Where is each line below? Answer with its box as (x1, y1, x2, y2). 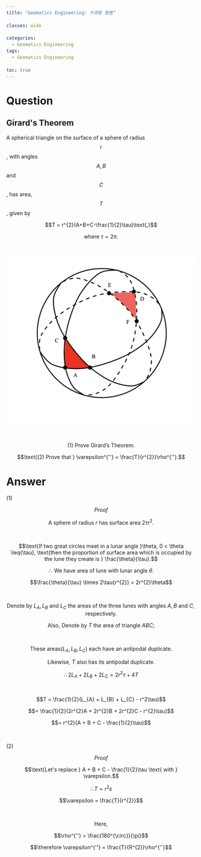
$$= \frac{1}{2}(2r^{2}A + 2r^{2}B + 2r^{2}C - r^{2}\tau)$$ (28, 707, 175, 715)
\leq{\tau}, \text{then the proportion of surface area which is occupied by (10, 549, 192, 556)
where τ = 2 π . (84, 233, 119, 240)
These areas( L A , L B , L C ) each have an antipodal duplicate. (29, 645, 173, 653)
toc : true (6, 67, 31, 73)
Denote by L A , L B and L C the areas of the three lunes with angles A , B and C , (7, 602, 195, 611)
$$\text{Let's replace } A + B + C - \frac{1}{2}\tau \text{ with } (24, 766, 178, 773)
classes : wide (6, 22, 42, 28)
